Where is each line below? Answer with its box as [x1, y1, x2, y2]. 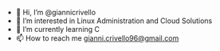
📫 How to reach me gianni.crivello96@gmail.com [15, 33, 179, 43]
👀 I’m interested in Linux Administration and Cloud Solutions [15, 16, 213, 25]
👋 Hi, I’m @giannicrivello [15, 8, 96, 17]
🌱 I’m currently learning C [15, 25, 100, 33]
